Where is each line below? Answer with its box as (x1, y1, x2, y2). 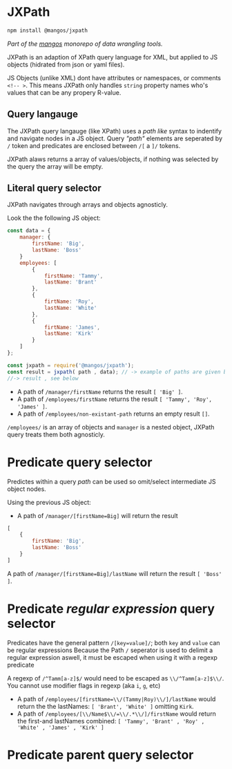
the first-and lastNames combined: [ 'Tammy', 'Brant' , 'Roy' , (17, 716, 205, 725)
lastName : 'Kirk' (43, 330, 95, 337)
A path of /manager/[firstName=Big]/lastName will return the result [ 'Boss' (7, 569, 222, 577)
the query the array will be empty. (7, 162, 104, 170)
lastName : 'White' (43, 304, 97, 311)
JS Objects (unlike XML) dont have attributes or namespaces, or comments (7, 73, 221, 82)
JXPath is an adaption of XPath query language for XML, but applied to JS (7, 53, 218, 61)
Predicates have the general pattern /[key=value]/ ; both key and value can (7, 638, 220, 647)
